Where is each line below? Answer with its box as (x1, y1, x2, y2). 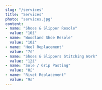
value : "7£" (10, 49, 35, 54)
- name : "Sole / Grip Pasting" (5, 63, 71, 68)
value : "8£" (10, 68, 35, 73)
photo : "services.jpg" (5, 16, 53, 21)
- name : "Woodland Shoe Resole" (5, 35, 73, 40)
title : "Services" (5, 12, 44, 17)
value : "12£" (10, 58, 37, 63)
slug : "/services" (5, 7, 44, 12)
